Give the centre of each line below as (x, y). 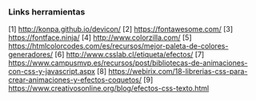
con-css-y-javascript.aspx (52, 72)
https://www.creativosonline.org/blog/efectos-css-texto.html (109, 88)
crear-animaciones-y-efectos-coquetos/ (75, 80)
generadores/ (31, 55)
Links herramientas (47, 12)
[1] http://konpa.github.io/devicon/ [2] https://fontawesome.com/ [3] (121, 29)
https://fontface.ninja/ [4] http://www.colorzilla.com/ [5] (100, 37)
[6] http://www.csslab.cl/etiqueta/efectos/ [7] (130, 55)
